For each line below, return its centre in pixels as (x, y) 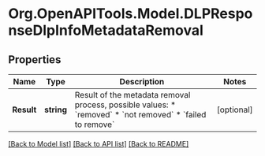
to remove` (95, 124)
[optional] (235, 110)
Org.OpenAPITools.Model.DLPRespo (131, 14)
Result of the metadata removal (132, 95)
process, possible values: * (125, 105)
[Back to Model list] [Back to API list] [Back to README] (99, 144)
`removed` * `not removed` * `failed (140, 115)
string (56, 110)
